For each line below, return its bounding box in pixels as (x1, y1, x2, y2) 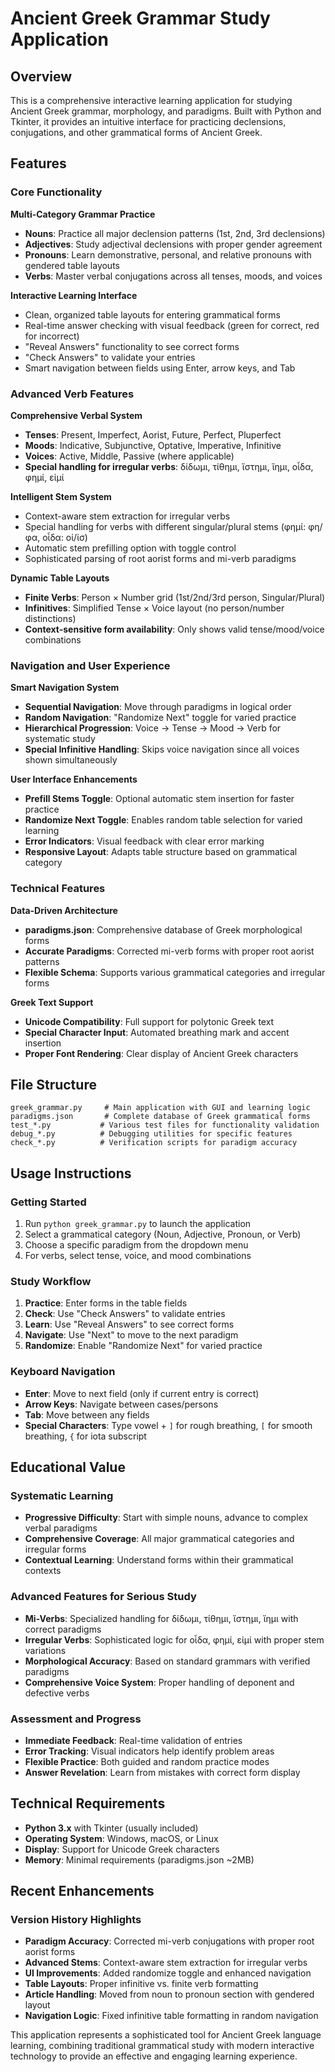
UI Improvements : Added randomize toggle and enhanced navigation (24, 1967, 312, 1979)
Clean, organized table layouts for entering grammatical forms (24, 308, 281, 321)
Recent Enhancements (10, 1883, 155, 1900)
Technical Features (10, 882, 106, 896)
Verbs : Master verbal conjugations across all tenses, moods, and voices (24, 270, 323, 282)
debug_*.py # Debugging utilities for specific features (10, 1129, 293, 1139)
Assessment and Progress (10, 1712, 142, 1726)
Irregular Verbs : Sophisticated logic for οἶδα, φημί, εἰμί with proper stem (24, 1633, 325, 1646)
